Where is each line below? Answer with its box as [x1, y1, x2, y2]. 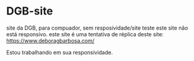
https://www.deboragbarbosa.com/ [6, 37, 95, 44]
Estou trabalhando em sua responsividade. [6, 48, 113, 56]
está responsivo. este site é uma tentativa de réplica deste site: [6, 30, 164, 37]
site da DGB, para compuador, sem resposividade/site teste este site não [6, 24, 189, 31]
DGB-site [6, 4, 53, 18]
